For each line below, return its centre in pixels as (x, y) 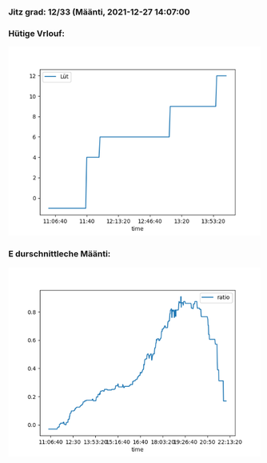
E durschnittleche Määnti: (60, 254)
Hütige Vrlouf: (37, 33)
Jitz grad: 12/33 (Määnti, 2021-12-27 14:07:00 (99, 12)
